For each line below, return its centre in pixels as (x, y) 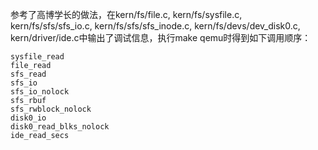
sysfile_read (37, 57)
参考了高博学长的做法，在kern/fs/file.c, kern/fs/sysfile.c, (126, 14)
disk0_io (28, 118)
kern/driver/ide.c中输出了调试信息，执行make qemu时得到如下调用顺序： (161, 37)
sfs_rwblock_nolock (51, 109)
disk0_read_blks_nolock (60, 127)
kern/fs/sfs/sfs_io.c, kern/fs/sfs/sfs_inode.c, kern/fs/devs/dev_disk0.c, (155, 26)
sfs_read (28, 74)
